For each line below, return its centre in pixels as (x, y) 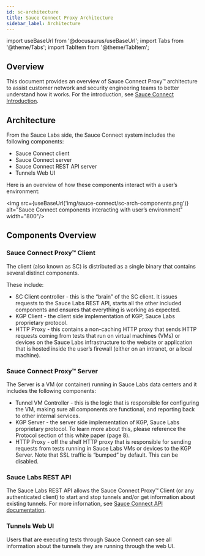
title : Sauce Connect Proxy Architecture (60, 18)
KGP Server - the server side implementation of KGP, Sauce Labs (97, 422)
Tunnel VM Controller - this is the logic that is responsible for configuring (107, 403)
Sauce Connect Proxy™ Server (52, 371)
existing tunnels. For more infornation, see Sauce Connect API (85, 504)
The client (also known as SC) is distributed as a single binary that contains (101, 266)
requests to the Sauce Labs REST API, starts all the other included (98, 303)
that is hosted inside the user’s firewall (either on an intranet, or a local (104, 348)
